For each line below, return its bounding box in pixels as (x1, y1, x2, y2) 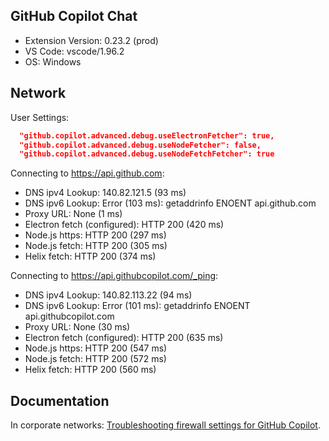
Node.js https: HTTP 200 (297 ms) (24, 229, 167, 241)
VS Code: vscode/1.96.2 (24, 45, 125, 57)
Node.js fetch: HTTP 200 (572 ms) (24, 353, 167, 365)
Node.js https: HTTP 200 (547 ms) (24, 342, 168, 354)
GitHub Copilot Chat (10, 8, 138, 25)
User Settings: (10, 111, 70, 123)
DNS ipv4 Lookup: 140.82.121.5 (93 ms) (24, 187, 187, 199)
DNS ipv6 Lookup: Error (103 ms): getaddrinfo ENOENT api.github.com (24, 197, 317, 209)
